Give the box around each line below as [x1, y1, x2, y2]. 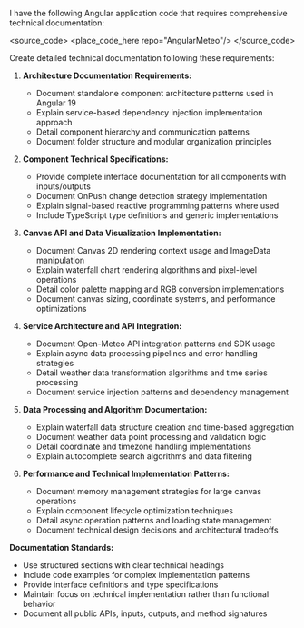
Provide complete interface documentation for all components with [35, 172, 287, 182]
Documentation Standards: [9, 543, 114, 553]
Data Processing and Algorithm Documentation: [22, 404, 208, 414]
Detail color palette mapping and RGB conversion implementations [35, 284, 285, 294]
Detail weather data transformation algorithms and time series [35, 367, 268, 378]
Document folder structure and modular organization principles [35, 136, 272, 146]
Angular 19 [35, 97, 77, 108]
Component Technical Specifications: [22, 154, 169, 164]
